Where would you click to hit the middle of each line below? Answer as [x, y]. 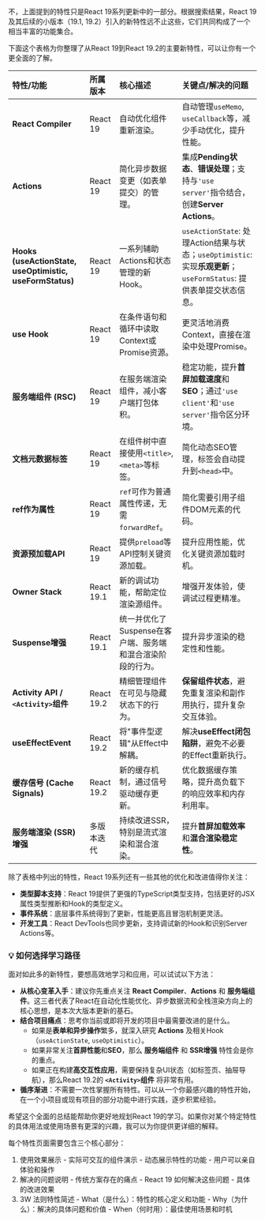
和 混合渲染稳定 [210, 838]
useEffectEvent [42, 743]
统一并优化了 [143, 619]
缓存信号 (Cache [43, 783]
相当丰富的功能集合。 [43, 31]
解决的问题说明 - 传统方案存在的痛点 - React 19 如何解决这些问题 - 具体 [135, 1180]
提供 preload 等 [146, 542]
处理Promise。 [225, 346]
